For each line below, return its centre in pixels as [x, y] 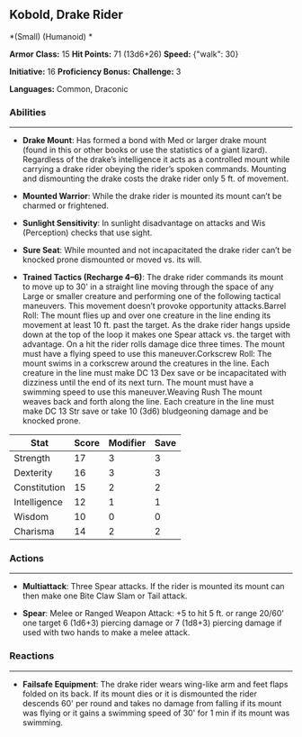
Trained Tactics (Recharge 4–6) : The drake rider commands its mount [153, 278]
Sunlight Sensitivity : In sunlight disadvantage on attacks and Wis [144, 223]
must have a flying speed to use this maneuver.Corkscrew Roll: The [147, 354]
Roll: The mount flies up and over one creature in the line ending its [147, 315]
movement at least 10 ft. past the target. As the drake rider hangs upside [156, 325]
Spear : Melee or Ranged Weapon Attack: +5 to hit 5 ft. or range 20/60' [153, 614]
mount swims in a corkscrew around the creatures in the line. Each [146, 363]
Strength [32, 459]
